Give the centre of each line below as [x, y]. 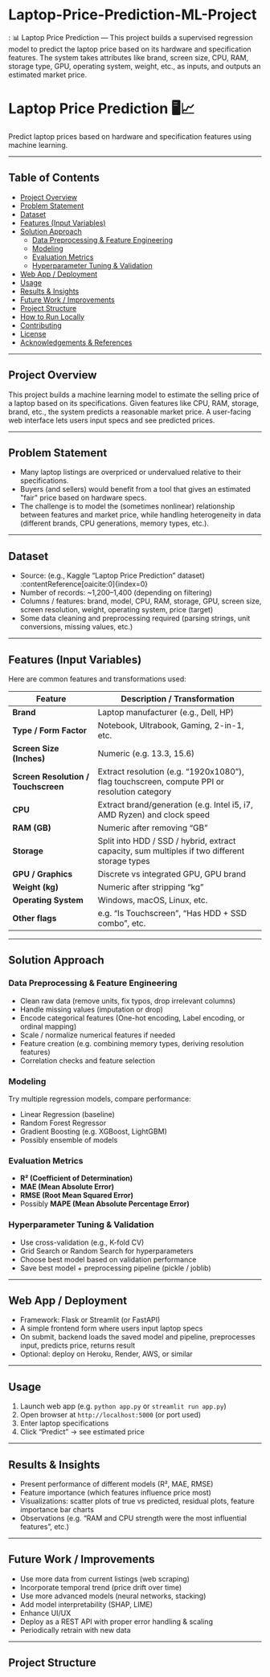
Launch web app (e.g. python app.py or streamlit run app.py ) [123, 1406]
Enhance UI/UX [45, 1613]
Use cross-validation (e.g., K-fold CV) [82, 1242]
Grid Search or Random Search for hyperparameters [107, 1250]
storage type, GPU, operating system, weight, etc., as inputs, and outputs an [135, 66]
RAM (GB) [32, 828]
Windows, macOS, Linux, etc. [153, 900]
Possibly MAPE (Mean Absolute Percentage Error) [105, 1204]
